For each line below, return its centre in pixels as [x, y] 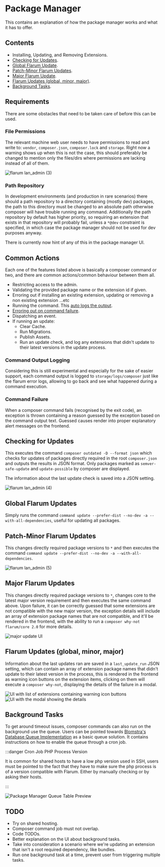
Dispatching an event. [34, 316]
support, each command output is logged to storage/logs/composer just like [82, 376]
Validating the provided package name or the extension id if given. [80, 290]
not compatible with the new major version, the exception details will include [82, 611]
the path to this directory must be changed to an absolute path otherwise [79, 207]
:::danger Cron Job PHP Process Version [46, 752]
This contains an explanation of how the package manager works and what [81, 22]
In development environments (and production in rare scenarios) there [76, 196]
